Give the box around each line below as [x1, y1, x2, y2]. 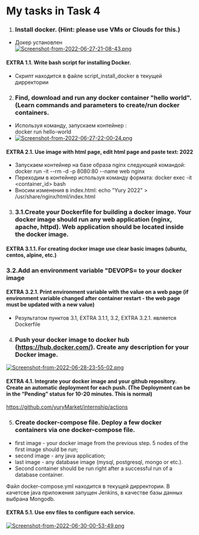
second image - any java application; [14, 452, 106, 459]
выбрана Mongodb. [6, 495, 55, 502]
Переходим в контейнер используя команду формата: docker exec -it [14, 174, 192, 181]
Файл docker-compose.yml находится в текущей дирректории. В [6, 483, 170, 490]
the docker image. [14, 231, 69, 239]
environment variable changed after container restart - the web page [6, 295, 181, 302]
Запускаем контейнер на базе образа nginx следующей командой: [14, 161, 186, 169]
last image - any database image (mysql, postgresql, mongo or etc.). [14, 458, 183, 465]
